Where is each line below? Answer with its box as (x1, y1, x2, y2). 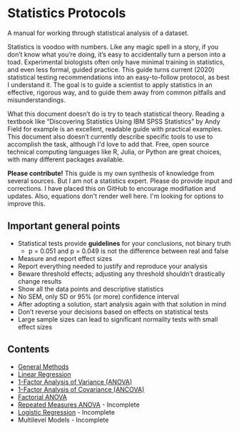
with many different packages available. (7, 155, 125, 164)
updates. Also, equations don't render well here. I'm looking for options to (7, 192, 224, 200)
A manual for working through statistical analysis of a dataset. (7, 29, 189, 37)
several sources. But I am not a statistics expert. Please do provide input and (7, 177, 233, 185)
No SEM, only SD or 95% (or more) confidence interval (17, 292, 180, 301)
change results (17, 277, 62, 285)
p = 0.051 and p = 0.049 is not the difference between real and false (28, 247, 229, 255)
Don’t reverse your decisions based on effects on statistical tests (17, 307, 209, 316)
